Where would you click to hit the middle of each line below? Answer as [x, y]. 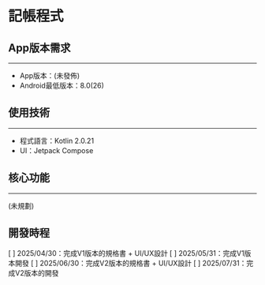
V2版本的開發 [37, 273]
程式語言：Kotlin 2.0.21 [57, 141]
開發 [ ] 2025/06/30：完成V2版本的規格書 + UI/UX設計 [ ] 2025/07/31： [131, 263]
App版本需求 [39, 48]
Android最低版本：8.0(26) [62, 85]
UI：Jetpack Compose [56, 150]
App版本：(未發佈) [50, 75]
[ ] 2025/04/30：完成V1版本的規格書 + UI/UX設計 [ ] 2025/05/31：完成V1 [126, 253]
